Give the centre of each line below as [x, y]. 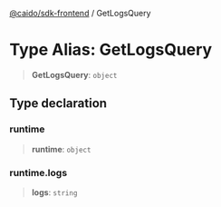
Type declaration [58, 103]
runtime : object [61, 149]
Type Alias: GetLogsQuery [111, 50]
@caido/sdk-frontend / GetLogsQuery [80, 13]
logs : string [54, 192]
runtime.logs [38, 172]
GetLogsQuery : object [74, 74]
